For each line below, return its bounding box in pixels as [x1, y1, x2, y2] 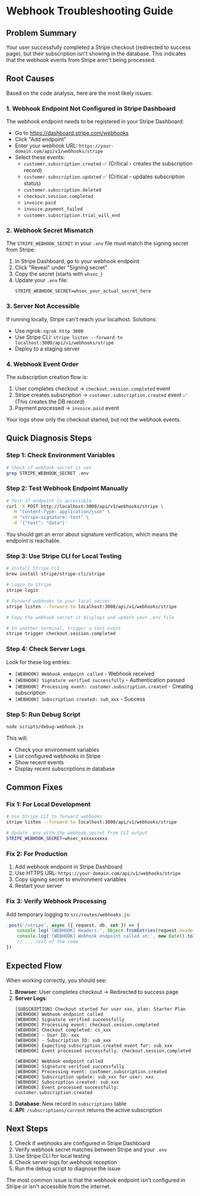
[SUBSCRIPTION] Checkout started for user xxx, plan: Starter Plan [14, 1006, 186, 1012]
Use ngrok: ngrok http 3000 [14, 327, 84, 334]
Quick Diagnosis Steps [6, 433, 92, 444]
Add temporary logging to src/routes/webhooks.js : [6, 910, 131, 918]
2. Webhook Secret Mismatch [6, 227, 93, 235]
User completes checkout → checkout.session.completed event [14, 385, 171, 392]
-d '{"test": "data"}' [11, 520, 68, 526]
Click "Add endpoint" [14, 136, 67, 143]
